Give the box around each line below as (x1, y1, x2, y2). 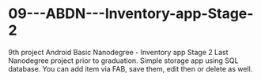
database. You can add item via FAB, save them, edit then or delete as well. (8, 64, 253, 73)
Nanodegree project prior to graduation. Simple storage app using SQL (8, 56, 239, 65)
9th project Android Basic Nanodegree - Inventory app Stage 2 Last (8, 47, 229, 57)
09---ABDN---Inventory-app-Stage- (8, 5, 254, 23)
